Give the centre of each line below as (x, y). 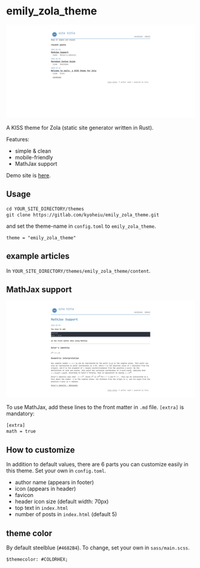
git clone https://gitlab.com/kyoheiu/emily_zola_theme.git (83, 215)
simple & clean (33, 151)
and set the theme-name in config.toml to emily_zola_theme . (81, 226)
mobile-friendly (34, 157)
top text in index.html (42, 508)
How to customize (40, 450)
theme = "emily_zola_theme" (41, 238)
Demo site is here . (28, 175)
